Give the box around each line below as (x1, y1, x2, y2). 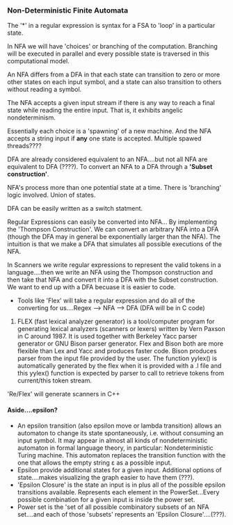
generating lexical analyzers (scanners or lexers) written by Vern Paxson (17, 325, 225, 333)
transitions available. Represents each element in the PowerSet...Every (17, 487, 220, 496)
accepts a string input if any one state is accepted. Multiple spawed (7, 134, 202, 143)
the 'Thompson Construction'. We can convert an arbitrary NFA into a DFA (7, 225, 219, 234)
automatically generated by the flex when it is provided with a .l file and (17, 362, 222, 370)
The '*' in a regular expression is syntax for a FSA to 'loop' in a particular (7, 22, 216, 30)
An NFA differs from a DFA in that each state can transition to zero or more (7, 70, 220, 79)
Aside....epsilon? (7, 405, 58, 414)
